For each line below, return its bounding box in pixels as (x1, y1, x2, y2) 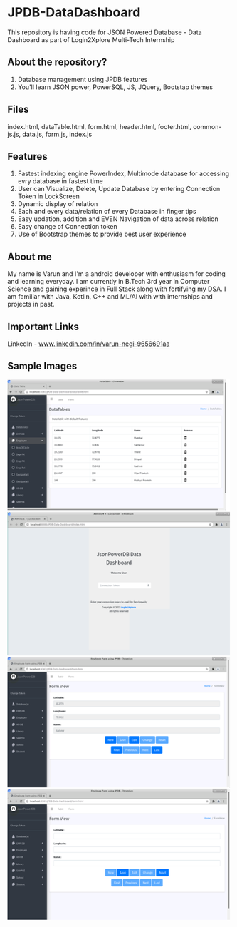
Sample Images (7, 360, 78, 372)
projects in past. (7, 300, 55, 309)
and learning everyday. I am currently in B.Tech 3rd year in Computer (7, 277, 210, 286)
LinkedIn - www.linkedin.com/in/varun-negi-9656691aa (7, 339, 170, 348)
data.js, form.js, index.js (22, 130, 93, 138)
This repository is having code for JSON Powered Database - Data (7, 28, 202, 36)
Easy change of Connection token (17, 222, 117, 231)
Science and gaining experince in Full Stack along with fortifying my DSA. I (7, 285, 226, 293)
